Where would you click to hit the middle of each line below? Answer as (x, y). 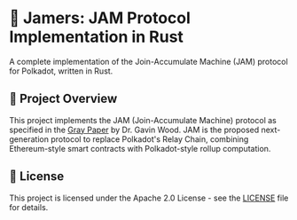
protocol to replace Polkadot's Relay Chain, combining (149, 139)
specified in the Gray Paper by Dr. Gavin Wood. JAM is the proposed (134, 130)
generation (29, 139)
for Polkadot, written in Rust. (61, 71)
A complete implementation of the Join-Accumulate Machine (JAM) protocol (148, 61)
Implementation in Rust (97, 37)
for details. (29, 207)
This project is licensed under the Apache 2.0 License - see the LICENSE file (149, 198)
